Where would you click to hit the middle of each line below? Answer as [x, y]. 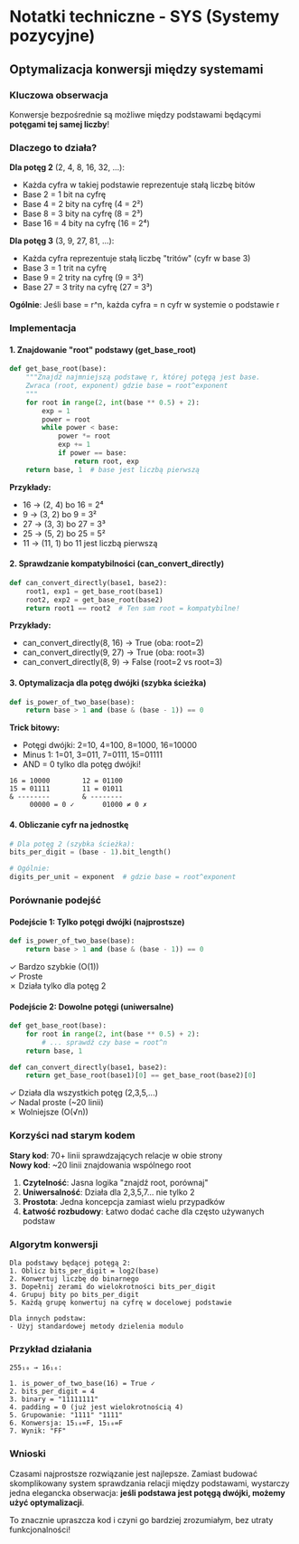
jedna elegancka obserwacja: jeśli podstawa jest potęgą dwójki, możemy [148, 1492]
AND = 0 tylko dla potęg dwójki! [82, 764]
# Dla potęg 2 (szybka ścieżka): [72, 844]
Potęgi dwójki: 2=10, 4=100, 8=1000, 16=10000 [109, 745]
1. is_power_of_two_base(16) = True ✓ [82, 1384]
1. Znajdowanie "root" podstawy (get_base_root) [103, 349]
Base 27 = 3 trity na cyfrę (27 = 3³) [88, 288]
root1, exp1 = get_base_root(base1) [95, 591]
